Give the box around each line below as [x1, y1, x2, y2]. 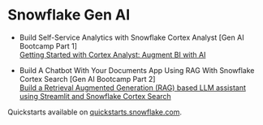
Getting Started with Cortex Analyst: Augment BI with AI [19, 50, 206, 59]
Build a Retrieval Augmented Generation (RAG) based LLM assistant [19, 83, 247, 93]
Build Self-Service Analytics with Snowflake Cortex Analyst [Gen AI [19, 32, 244, 42]
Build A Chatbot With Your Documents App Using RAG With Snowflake [19, 65, 255, 75]
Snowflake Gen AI [7, 6, 131, 24]
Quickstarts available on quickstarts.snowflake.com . [7, 107, 182, 117]
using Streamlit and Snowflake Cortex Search [19, 91, 171, 101]
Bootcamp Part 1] [19, 41, 78, 50]
